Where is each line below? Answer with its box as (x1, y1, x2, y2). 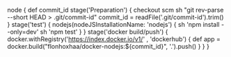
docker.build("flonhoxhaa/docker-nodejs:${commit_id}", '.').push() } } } (7, 43, 210, 50)
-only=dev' (7, 27, 39, 36)
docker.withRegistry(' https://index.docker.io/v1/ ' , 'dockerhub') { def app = (7, 35, 221, 43)
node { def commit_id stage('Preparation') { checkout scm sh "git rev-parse (7, 6, 224, 14)
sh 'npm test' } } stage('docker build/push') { (40, 27, 168, 36)
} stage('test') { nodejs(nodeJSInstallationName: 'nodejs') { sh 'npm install (7, 21, 220, 28)
